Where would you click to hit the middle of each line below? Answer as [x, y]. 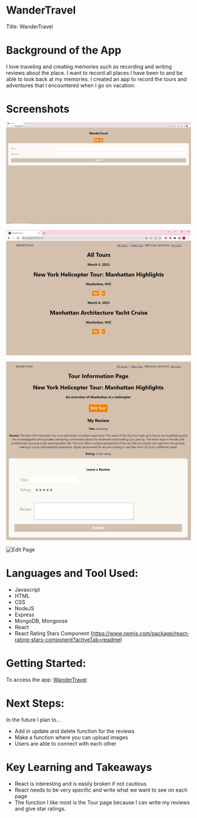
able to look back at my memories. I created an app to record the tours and [96, 79]
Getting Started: [46, 663]
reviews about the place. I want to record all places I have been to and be [94, 73]
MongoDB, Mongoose [41, 620]
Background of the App [64, 50]
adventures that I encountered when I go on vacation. [71, 85]
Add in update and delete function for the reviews [74, 731]
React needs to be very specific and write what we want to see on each [101, 790]
